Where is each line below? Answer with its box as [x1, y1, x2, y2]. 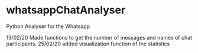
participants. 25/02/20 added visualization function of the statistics [6, 40, 170, 47]
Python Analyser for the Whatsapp [6, 23, 90, 30]
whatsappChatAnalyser [6, 3, 126, 17]
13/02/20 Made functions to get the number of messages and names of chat [6, 34, 193, 41]
